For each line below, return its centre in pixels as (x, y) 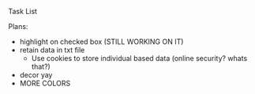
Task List (23, 11)
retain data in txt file (52, 50)
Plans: (18, 26)
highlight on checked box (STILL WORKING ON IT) (101, 42)
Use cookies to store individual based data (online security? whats (139, 58)
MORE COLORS (45, 83)
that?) (41, 67)
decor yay (36, 75)
